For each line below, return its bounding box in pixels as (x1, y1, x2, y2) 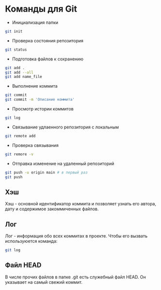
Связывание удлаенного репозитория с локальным (12, 124, 119, 130)
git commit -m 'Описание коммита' (5, 97, 75, 102)
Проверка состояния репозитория (12, 37, 84, 43)
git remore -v (5, 152, 34, 157)
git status (5, 47, 27, 52)
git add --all (5, 70, 34, 75)
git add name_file (5, 74, 42, 79)
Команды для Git (5, 3, 78, 15)
